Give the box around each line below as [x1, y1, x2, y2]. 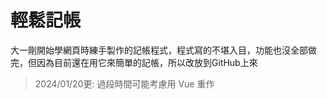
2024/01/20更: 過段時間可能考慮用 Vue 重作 [34, 77, 215, 90]
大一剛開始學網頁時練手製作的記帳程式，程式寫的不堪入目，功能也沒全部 [10, 44, 308, 56]
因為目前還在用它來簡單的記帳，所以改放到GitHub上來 [36, 56, 258, 68]
